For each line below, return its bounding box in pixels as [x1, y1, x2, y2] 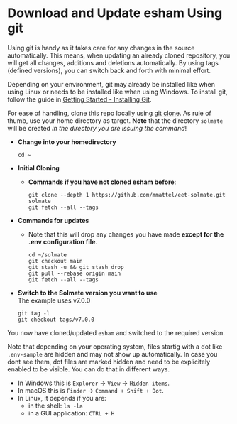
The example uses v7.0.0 [17, 296, 91, 305]
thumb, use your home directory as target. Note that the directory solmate [7, 116, 224, 125]
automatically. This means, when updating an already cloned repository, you [7, 51, 231, 60]
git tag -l [17, 310, 50, 317]
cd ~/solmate [28, 251, 67, 259]
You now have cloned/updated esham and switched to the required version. [7, 328, 226, 337]
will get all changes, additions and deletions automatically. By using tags [7, 58, 219, 67]
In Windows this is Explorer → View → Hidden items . [17, 379, 170, 387]
